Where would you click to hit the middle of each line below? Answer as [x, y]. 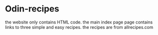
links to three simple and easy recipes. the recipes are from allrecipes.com [79, 27]
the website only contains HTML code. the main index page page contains [79, 22]
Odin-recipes [32, 9]
